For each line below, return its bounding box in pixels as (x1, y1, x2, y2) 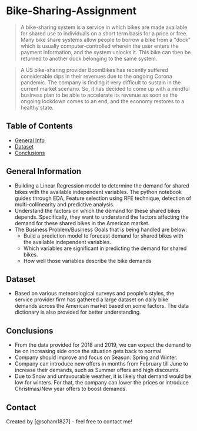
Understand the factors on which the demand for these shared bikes (14, 207, 181, 214)
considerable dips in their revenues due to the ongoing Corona (20, 73, 172, 80)
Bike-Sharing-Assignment (6, 4, 137, 18)
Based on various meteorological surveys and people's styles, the (14, 290, 175, 297)
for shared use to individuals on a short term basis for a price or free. (20, 29, 188, 37)
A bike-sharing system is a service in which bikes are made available (20, 24, 188, 31)
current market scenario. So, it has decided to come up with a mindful (20, 85, 190, 92)
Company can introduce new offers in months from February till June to (14, 360, 188, 367)
